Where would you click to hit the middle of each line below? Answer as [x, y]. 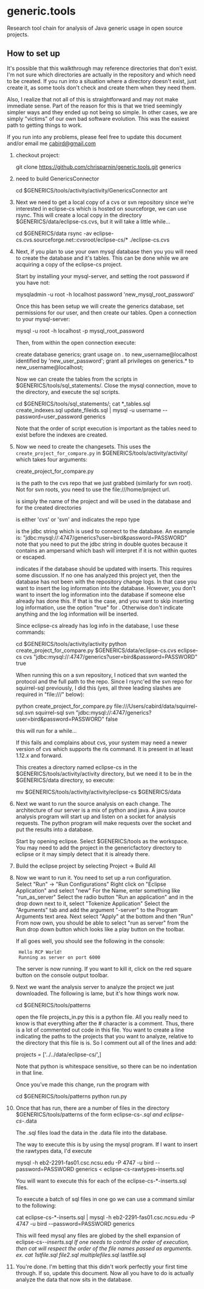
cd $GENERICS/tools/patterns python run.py [71, 1096]
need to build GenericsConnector [57, 179]
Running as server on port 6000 [59, 957]
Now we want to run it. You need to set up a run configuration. [93, 877]
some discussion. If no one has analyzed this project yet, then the [98, 575]
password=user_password [49, 417]
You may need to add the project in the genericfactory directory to [99, 848]
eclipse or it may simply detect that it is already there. [83, 854]
